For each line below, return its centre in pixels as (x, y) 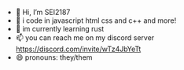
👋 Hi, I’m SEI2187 (43, 12)
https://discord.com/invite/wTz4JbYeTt (78, 49)
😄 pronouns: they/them (54, 57)
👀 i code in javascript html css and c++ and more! (96, 20)
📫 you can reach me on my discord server (85, 38)
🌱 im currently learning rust (60, 29)
